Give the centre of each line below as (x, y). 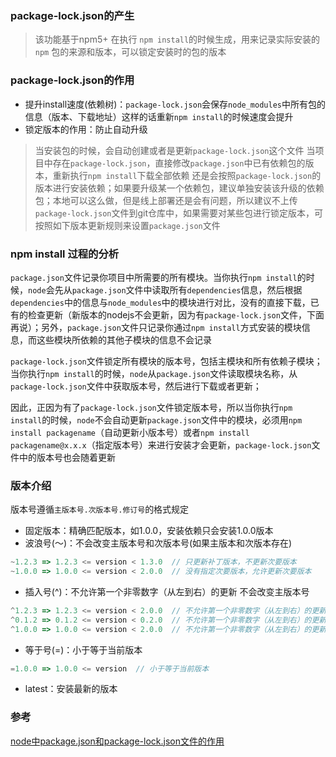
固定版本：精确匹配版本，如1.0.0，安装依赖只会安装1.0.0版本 (149, 531)
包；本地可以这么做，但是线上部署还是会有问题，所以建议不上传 (166, 200)
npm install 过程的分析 (65, 254)
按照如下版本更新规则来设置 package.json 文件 (127, 225)
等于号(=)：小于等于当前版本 (83, 649)
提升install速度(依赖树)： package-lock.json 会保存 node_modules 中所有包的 (175, 104)
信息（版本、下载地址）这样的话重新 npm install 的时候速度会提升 (159, 116)
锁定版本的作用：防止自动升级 (86, 129)
